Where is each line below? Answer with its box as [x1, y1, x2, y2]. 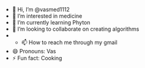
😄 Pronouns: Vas [12, 48, 56, 55]
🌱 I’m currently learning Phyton [12, 19, 91, 26]
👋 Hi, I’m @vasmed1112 [12, 6, 70, 13]
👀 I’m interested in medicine [12, 12, 83, 20]
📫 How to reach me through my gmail [21, 39, 117, 46]
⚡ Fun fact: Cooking [12, 55, 62, 61]
